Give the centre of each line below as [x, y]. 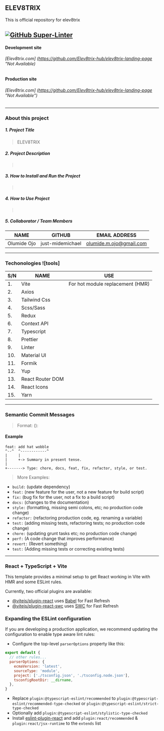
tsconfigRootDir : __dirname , [43, 680]
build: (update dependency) [41, 487]
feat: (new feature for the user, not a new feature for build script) [78, 492]
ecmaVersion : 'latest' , [38, 666]
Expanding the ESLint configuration [48, 618]
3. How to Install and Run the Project [43, 176]
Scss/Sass [33, 308]
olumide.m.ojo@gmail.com [117, 243]
